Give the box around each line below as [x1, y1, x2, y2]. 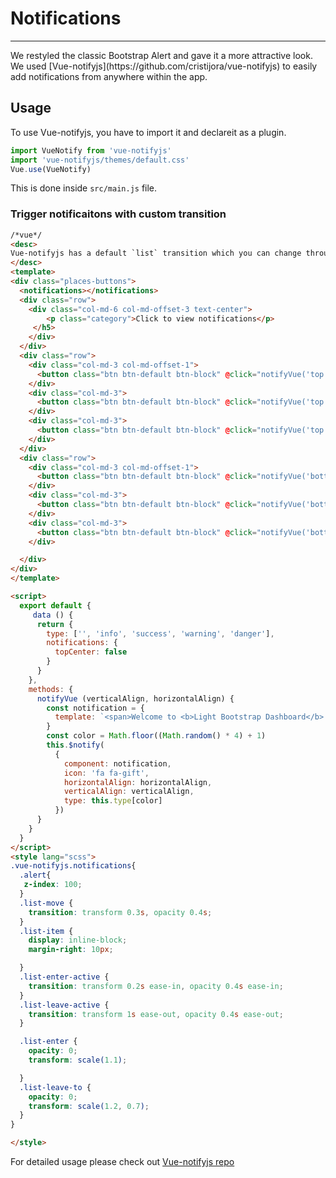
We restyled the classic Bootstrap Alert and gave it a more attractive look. [10, 49, 313, 61]
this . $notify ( [46, 740, 105, 751]
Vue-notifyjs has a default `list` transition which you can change [10, 248, 302, 259]
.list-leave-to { [19, 1082, 92, 1092]
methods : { [28, 684, 74, 694]
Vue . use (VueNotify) [10, 164, 92, 174]
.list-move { [19, 898, 74, 908]
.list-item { [19, 926, 74, 936]
